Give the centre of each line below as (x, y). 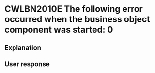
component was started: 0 (59, 30)
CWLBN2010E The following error (74, 9)
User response (27, 64)
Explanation (23, 47)
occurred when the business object (77, 19)
